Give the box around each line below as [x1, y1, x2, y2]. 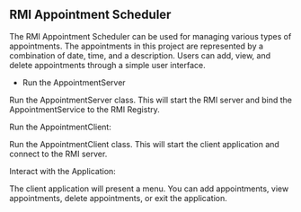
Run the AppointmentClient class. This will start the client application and [9, 138, 280, 149]
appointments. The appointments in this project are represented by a [9, 40, 263, 51]
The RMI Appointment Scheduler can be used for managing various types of [9, 31, 292, 41]
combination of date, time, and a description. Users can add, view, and [9, 49, 271, 61]
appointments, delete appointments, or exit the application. [9, 192, 227, 203]
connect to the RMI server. [9, 148, 108, 159]
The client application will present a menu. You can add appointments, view [9, 183, 289, 194]
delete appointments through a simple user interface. [9, 59, 207, 70]
